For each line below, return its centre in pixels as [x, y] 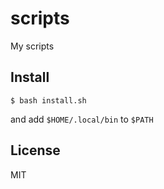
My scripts [32, 46]
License [35, 150]
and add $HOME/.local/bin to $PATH [82, 119]
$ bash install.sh [48, 100]
